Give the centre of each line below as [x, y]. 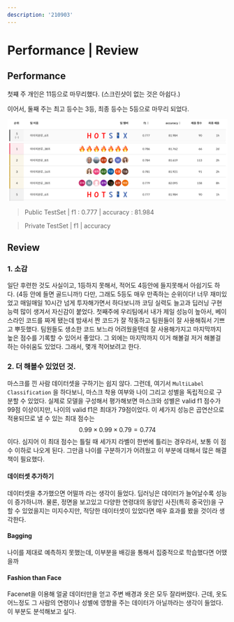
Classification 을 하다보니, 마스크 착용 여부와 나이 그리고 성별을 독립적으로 [111, 392]
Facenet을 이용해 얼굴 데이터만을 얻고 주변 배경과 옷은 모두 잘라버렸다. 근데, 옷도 [117, 594]
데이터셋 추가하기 [31, 476]
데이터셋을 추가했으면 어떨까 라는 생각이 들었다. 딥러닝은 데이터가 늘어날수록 [111, 493]
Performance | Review [73, 50]
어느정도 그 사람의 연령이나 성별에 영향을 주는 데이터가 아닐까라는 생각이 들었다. [115, 603]
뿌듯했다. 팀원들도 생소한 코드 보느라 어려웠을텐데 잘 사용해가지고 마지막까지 [118, 329]
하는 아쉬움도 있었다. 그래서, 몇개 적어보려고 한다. [74, 347]
